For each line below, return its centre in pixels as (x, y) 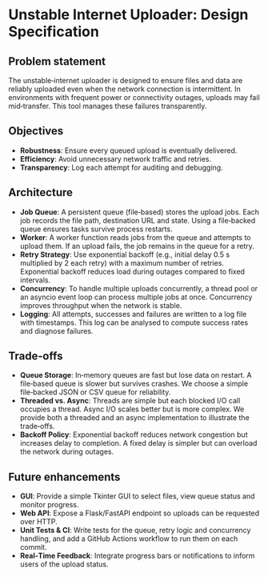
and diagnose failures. (56, 331)
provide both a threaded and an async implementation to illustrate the (134, 418)
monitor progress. (49, 505)
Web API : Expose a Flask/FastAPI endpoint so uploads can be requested (140, 513)
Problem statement (57, 61)
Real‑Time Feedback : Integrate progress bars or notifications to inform (137, 556)
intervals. (35, 280)
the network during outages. (67, 452)
